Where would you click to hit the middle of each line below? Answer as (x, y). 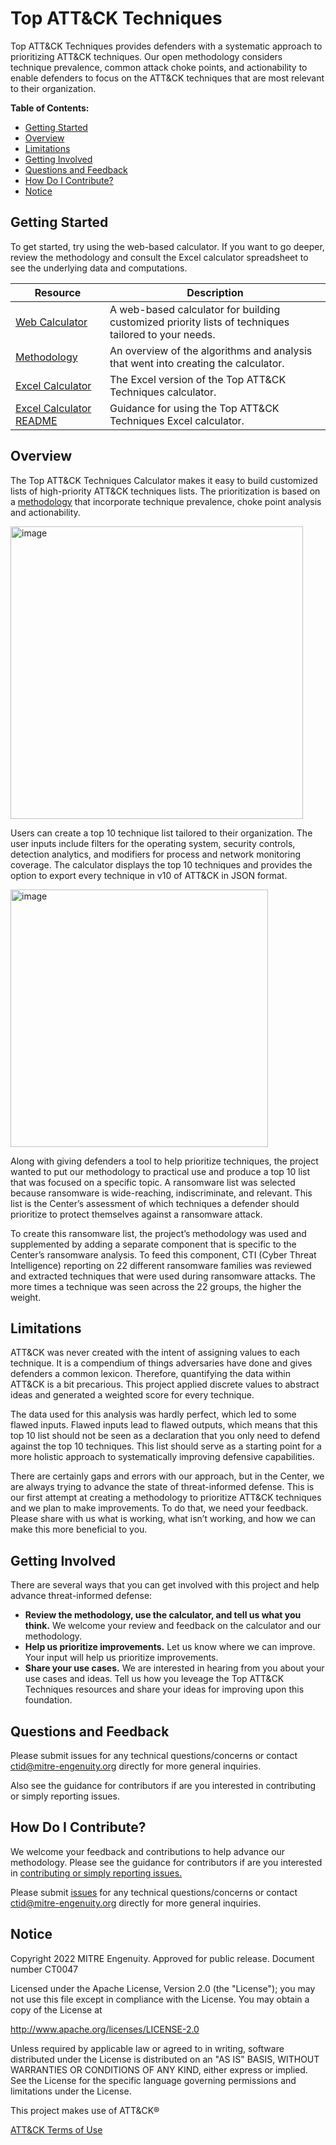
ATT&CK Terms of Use (56, 2129)
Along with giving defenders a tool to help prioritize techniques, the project (164, 1161)
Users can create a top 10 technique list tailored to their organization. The (161, 833)
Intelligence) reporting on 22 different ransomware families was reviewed (161, 1265)
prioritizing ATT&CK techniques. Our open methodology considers (146, 56)
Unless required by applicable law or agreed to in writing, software (147, 2048)
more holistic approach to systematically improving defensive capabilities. (162, 1457)
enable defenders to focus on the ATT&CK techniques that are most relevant (167, 78)
